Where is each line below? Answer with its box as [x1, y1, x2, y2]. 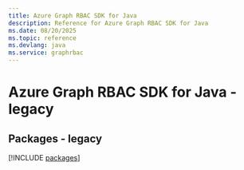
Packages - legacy [8, 132, 102, 145]
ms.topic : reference [8, 34, 77, 42]
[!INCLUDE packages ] [8, 153, 81, 162]
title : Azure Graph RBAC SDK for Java [8, 11, 137, 20]
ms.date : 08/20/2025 [8, 26, 77, 34]
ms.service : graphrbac [8, 49, 84, 57]
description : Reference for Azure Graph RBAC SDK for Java [8, 19, 209, 27]
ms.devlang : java [8, 42, 66, 49]
